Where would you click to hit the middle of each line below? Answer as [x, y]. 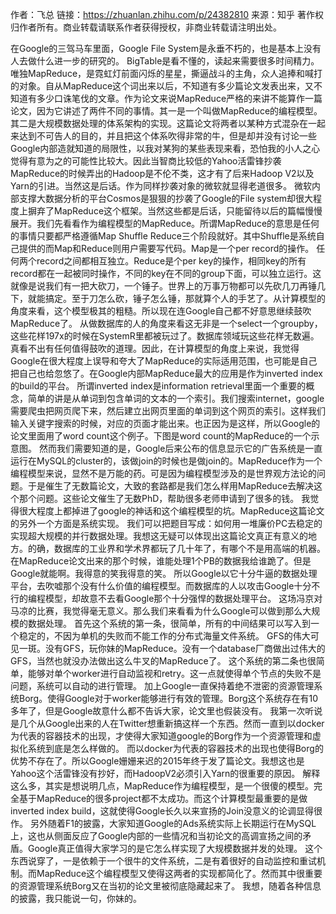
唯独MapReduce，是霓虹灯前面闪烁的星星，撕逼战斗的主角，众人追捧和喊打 [166, 73]
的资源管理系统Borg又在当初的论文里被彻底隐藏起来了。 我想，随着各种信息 [166, 886]
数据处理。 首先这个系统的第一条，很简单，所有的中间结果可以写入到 [169, 623]
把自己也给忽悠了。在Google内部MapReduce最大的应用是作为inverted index [166, 373]
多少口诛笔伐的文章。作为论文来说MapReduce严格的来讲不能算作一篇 [179, 98]
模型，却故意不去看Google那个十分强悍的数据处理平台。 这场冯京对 [183, 598]
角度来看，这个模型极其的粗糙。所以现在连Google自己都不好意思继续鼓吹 [161, 311]
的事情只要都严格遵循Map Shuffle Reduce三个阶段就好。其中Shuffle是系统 [163, 236]
